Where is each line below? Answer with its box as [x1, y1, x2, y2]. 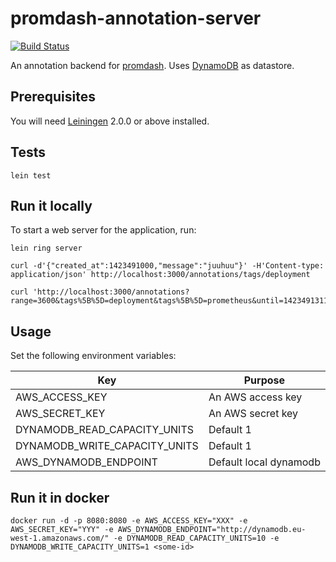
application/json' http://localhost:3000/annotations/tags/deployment [10, 270, 311, 280]
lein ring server [10, 243, 83, 254]
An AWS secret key [208, 407, 299, 421]
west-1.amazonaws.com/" [10, 533, 110, 543]
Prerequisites [10, 88, 96, 106]
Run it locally [10, 197, 93, 214]
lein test [10, 170, 52, 181]
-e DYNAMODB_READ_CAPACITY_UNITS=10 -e [113, 533, 280, 543]
